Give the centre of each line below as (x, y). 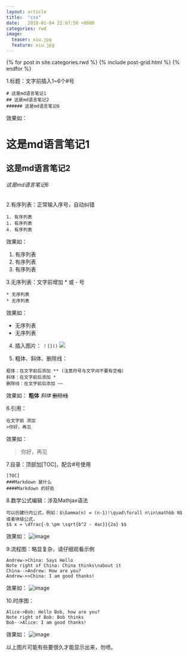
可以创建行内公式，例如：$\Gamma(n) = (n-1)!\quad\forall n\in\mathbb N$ (94, 513)
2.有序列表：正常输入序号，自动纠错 (50, 204)
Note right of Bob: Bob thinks (45, 617)
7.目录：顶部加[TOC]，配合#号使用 (49, 464)
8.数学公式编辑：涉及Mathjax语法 (47, 500)
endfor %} (19, 68)
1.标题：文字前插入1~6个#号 (40, 81)
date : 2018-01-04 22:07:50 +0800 (50, 23)
